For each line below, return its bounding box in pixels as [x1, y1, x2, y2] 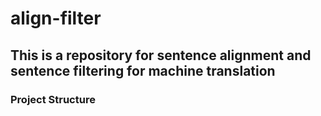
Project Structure [10, 92, 96, 106]
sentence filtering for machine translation [10, 62, 276, 79]
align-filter [10, 7, 102, 30]
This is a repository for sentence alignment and [10, 47, 312, 64]
